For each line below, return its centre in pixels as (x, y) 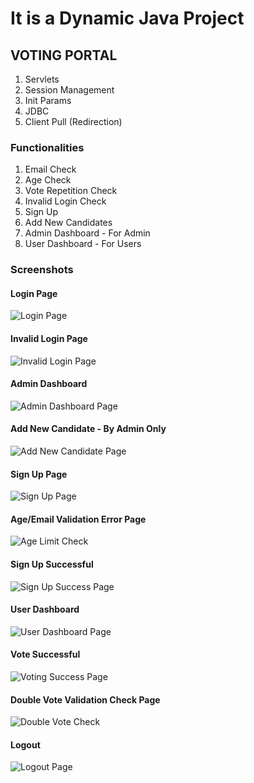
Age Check (48, 180)
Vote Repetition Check (71, 191)
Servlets (42, 79)
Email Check (50, 169)
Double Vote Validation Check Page (85, 699)
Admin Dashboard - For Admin (87, 233)
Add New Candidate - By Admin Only (88, 429)
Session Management (69, 90)
